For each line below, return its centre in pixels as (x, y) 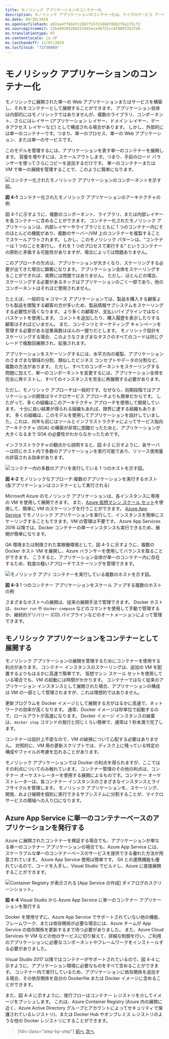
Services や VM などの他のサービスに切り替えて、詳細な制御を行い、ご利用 (83, 936)
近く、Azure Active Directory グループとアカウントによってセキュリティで (82, 1008)
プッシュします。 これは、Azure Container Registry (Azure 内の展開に (90, 1002)
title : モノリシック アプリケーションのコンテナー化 (54, 10)
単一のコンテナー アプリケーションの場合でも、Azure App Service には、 (85, 847)
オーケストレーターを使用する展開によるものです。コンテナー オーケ (91, 775)
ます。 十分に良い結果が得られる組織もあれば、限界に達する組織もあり (78, 409)
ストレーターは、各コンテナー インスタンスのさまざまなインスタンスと (78, 782)
